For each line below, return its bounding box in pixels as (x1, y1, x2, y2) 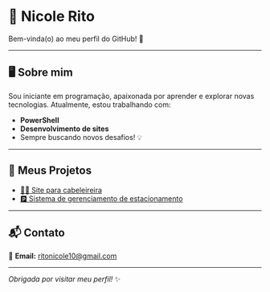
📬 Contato (8, 225, 66, 240)
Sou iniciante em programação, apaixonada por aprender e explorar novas (8, 91, 255, 101)
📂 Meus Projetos (8, 164, 92, 178)
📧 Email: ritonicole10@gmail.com (8, 251, 117, 261)
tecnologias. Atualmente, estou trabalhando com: (8, 100, 171, 109)
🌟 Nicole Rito (8, 7, 95, 26)
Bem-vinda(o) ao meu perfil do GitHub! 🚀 (8, 34, 144, 43)
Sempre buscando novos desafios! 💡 (19, 132, 143, 142)
